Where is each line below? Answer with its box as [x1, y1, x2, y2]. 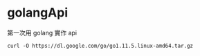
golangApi [7, 5, 68, 21]
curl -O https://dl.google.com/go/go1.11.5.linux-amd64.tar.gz [7, 42, 194, 49]
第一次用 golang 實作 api [7, 28, 78, 37]
